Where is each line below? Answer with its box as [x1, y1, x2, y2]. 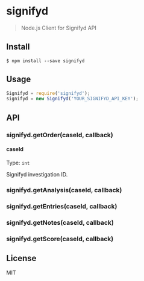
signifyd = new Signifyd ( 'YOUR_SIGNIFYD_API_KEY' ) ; [6, 95, 139, 102]
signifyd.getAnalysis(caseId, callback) [6, 186, 122, 194]
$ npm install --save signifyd [6, 57, 85, 64]
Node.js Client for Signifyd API [20, 24, 96, 31]
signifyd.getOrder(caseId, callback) [6, 131, 113, 139]
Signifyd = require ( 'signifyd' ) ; [6, 90, 90, 96]
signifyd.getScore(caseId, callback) [6, 234, 114, 243]
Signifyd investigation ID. [6, 170, 68, 178]
